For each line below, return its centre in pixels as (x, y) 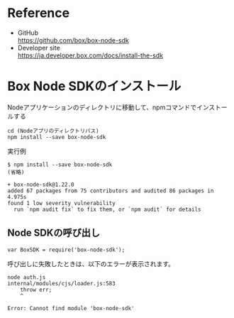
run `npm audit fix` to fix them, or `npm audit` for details (107, 209)
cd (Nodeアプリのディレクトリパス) (53, 131)
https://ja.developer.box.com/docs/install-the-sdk (90, 55)
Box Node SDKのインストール (94, 86)
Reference (38, 13)
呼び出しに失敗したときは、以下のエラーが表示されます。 (91, 263)
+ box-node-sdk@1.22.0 (41, 185)
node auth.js (27, 277)
